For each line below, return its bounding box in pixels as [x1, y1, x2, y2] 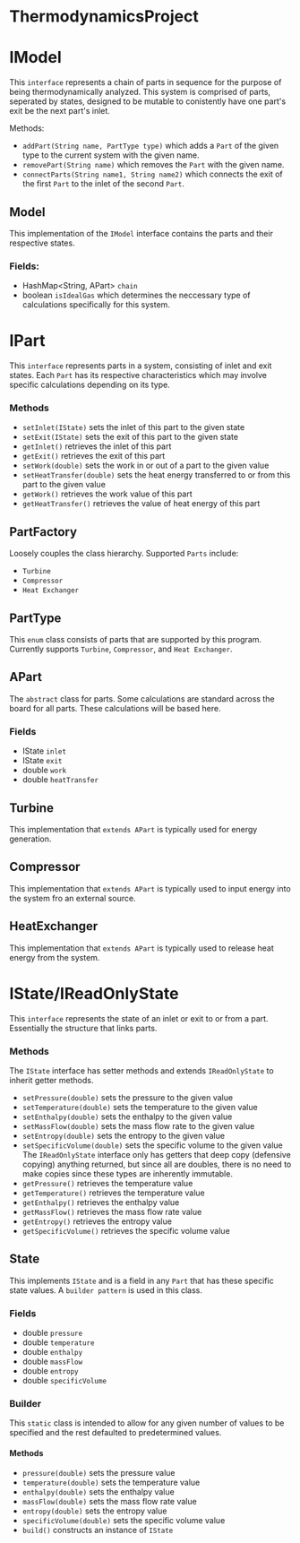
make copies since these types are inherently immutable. [21, 1168, 233, 1179]
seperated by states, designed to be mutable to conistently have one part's [9, 96, 287, 107]
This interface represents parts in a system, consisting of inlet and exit [9, 360, 272, 371]
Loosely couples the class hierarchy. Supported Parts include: [9, 548, 239, 559]
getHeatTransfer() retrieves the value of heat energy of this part [21, 498, 261, 509]
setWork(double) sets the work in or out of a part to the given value [21, 460, 270, 471]
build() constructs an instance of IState [21, 1525, 174, 1536]
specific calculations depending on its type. [9, 379, 170, 391]
